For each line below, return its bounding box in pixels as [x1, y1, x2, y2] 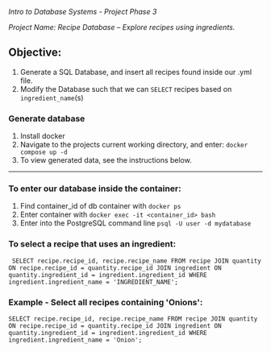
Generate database [8, 113, 85, 124]
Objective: [8, 46, 62, 60]
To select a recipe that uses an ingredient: [8, 238, 176, 250]
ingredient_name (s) [19, 93, 84, 102]
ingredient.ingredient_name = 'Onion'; [8, 336, 143, 344]
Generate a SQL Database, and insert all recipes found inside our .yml [19, 67, 252, 77]
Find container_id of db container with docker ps [19, 201, 181, 211]
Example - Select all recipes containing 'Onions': [8, 296, 203, 308]
